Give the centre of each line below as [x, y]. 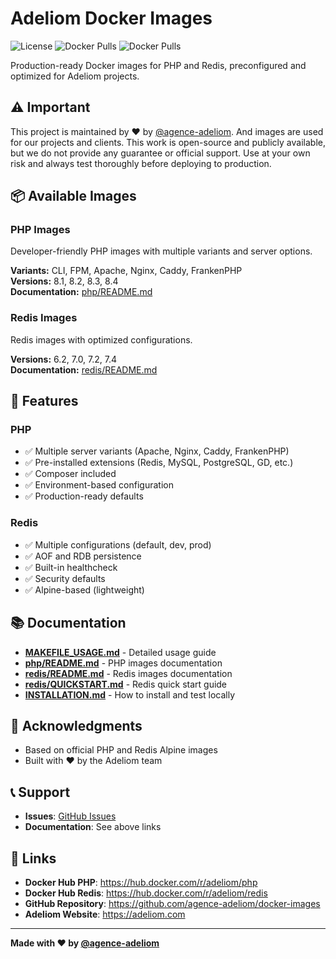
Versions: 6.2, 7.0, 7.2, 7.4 [64, 359]
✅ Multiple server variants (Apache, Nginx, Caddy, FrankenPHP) [157, 451]
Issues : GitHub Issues [70, 816]
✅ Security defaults [65, 578]
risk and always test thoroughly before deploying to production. [141, 163]
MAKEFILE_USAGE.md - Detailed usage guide [120, 652]
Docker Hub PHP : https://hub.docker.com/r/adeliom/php [141, 882]
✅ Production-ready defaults [84, 496]
